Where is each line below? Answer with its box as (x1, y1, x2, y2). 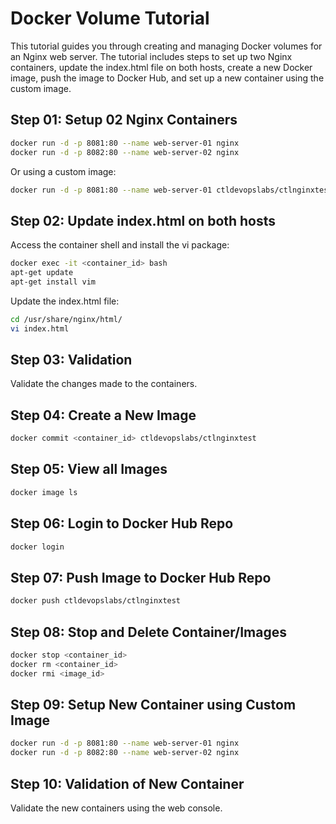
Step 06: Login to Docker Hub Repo (10, 515, 234, 532)
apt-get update (10, 268, 74, 278)
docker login (10, 542, 65, 552)
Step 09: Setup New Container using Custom (10, 696, 297, 713)
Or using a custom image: (10, 165, 117, 177)
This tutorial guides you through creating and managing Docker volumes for (10, 40, 323, 52)
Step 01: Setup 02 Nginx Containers (10, 112, 238, 129)
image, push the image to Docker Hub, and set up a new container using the (10, 72, 325, 84)
